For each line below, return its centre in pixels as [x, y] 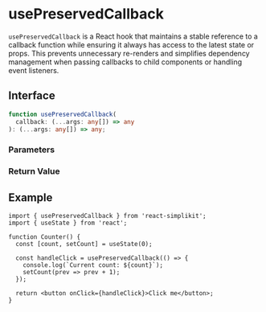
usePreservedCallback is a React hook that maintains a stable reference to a [133, 36]
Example [31, 197]
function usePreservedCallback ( [62, 114]
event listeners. [34, 70]
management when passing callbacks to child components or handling [125, 62]
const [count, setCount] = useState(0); [84, 244]
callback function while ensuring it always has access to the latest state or [131, 44]
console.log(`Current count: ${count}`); [93, 265]
